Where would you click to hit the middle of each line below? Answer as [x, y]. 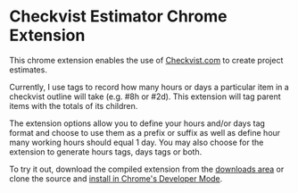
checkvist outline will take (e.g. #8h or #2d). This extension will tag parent [145, 96]
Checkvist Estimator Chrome [118, 17]
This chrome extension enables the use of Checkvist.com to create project [146, 60]
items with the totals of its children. [74, 105]
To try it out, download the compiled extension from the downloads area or [147, 169]
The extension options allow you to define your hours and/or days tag [137, 123]
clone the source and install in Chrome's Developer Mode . [116, 178]
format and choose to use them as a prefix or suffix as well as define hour [145, 132]
